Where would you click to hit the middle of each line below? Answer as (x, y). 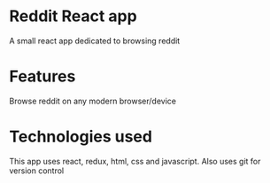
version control (37, 171)
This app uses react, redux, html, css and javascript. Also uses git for (135, 161)
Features (42, 76)
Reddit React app (73, 16)
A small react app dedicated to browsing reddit (95, 41)
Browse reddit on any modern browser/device (93, 101)
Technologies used (81, 137)
